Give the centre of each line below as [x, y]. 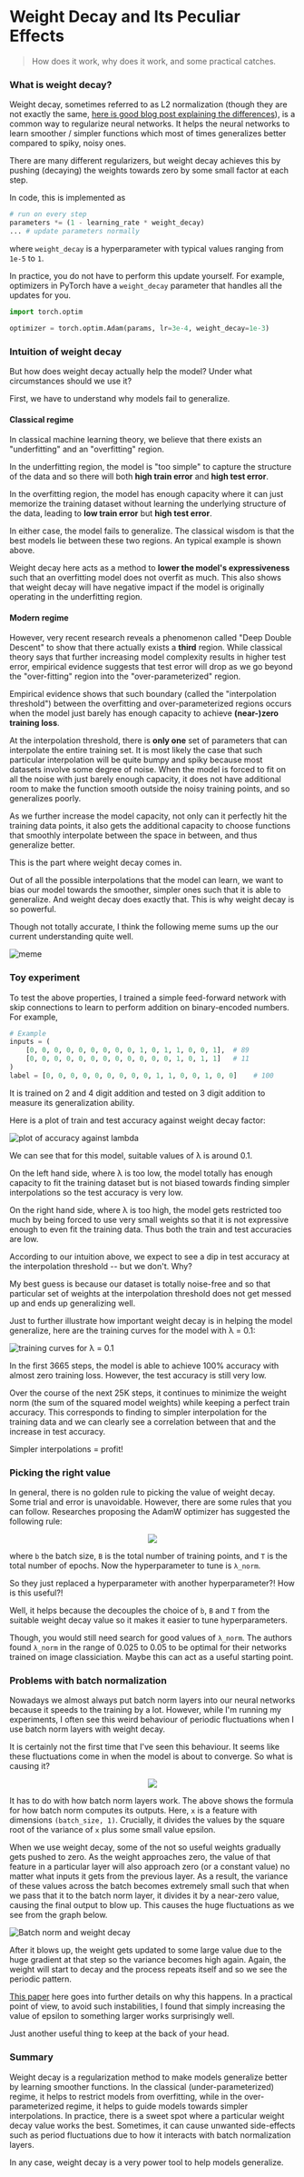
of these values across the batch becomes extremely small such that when [149, 1886]
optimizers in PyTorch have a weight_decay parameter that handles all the [146, 285]
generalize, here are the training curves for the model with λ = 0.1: [132, 1330]
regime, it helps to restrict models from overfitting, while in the [126, 2096]
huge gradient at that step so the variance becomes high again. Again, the [148, 1960]
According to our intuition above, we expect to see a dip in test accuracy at [150, 1257]
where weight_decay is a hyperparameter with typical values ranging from [147, 248]
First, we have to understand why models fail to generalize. [120, 398]
